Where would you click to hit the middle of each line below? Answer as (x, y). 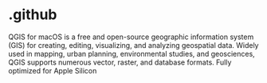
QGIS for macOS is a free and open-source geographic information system (131, 37)
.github (33, 15)
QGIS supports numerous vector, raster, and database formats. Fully (120, 62)
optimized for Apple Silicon (53, 70)
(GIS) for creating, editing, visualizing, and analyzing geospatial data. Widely (133, 45)
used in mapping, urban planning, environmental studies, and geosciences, (132, 53)
